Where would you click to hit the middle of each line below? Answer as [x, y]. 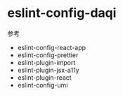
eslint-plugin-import [46, 62]
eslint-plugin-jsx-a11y [48, 70]
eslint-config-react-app [52, 47]
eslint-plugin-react [44, 77]
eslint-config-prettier [48, 55]
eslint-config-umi [43, 85]
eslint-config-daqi [62, 13]
